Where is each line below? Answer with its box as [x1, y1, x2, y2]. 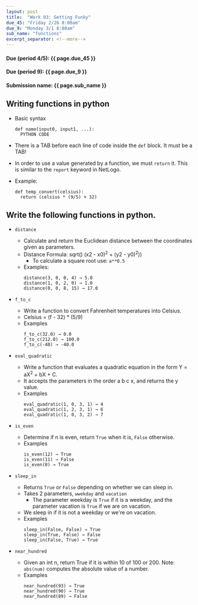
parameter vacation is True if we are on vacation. [32, 502, 152, 510]
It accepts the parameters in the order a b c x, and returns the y [23, 377, 178, 384]
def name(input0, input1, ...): [14, 126, 95, 132]
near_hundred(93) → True [23, 582, 85, 589]
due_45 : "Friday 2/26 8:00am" [6, 20, 81, 26]
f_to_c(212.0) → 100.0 [23, 336, 80, 343]
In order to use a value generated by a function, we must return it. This [14, 160, 188, 167]
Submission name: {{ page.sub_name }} [6, 81, 107, 89]
